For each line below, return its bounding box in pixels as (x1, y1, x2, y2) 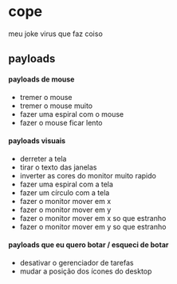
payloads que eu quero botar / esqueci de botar (8, 240, 169, 250)
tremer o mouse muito (19, 101, 93, 110)
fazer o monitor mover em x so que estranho (19, 213, 167, 222)
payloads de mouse (8, 74, 75, 84)
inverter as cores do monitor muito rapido (19, 170, 157, 180)
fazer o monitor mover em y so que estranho (19, 222, 167, 231)
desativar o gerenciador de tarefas (19, 258, 134, 267)
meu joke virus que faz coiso (8, 29, 104, 38)
